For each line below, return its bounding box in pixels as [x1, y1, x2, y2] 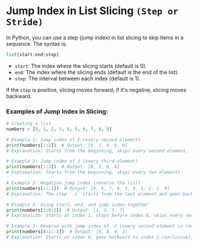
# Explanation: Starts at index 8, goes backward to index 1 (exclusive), [6, 234, 194, 240]
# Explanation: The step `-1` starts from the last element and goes [6, 191, 181, 197]
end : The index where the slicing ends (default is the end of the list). [14, 68, 179, 76]
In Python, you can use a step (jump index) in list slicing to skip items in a [6, 34, 184, 41]
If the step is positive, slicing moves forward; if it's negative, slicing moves [6, 86, 187, 93]
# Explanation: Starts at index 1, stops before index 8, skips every [6, 212, 183, 219]
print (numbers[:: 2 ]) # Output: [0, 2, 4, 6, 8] [6, 142, 128, 148]
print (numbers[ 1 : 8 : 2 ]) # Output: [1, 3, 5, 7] [6, 207, 126, 213]
